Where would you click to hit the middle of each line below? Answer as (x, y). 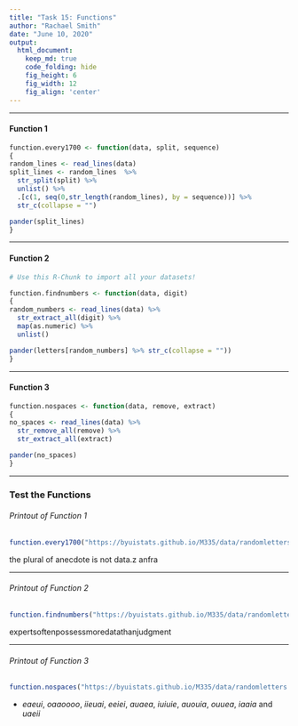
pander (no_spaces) (43, 456)
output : (24, 42)
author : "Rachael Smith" (55, 26)
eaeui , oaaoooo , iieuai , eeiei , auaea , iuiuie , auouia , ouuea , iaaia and (147, 705)
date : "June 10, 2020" (51, 34)
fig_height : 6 (51, 76)
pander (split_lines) (47, 222)
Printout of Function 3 (49, 660)
